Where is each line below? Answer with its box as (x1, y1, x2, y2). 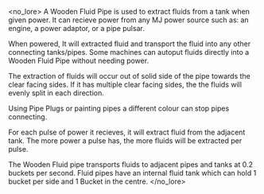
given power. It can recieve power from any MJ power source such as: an (8, 15, 249, 25)
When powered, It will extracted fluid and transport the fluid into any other (8, 39, 251, 48)
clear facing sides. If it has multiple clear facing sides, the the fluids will (8, 80, 243, 89)
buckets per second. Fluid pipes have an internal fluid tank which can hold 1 (8, 169, 257, 177)
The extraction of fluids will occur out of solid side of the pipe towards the (8, 72, 250, 80)
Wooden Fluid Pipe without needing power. (8, 56, 149, 65)
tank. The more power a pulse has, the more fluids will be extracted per (8, 136, 243, 145)
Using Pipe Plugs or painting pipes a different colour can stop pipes (8, 103, 230, 113)
